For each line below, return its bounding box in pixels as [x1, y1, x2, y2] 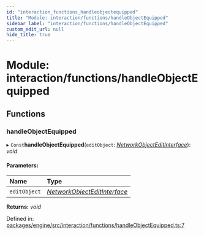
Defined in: [6, 215, 34, 223]
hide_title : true [6, 32, 51, 38]
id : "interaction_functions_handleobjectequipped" [6, 9, 138, 15]
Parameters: [6, 161, 39, 169]
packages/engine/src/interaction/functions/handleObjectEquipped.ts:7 [6, 222, 185, 229]
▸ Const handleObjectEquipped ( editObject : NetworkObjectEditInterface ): [6, 141, 191, 148]
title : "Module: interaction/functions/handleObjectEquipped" [6, 15, 168, 21]
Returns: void [6, 203, 42, 210]
